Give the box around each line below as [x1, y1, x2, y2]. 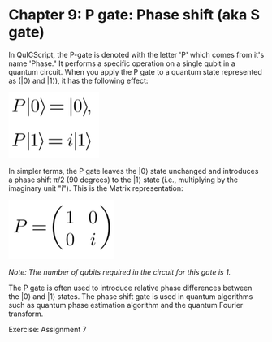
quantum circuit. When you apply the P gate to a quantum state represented [8, 67, 262, 76]
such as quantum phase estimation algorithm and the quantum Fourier [8, 300, 244, 310]
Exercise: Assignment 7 [8, 324, 87, 334]
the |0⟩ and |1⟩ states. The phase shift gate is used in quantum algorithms [8, 291, 253, 301]
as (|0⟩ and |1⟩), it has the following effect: [8, 76, 149, 85]
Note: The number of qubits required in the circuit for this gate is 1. [8, 266, 231, 277]
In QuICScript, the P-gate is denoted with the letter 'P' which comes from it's [8, 50, 265, 59]
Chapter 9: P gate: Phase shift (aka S [8, 6, 260, 24]
